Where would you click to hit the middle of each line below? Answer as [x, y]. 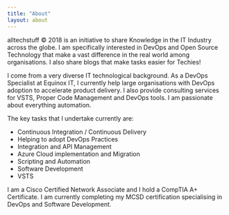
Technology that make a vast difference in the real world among [98, 54]
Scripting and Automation [54, 161]
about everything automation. [49, 105]
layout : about [28, 20]
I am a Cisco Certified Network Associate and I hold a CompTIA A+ [102, 189]
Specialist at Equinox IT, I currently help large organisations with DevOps [111, 83]
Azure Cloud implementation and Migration [78, 154]
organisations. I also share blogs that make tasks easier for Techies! [104, 62]
